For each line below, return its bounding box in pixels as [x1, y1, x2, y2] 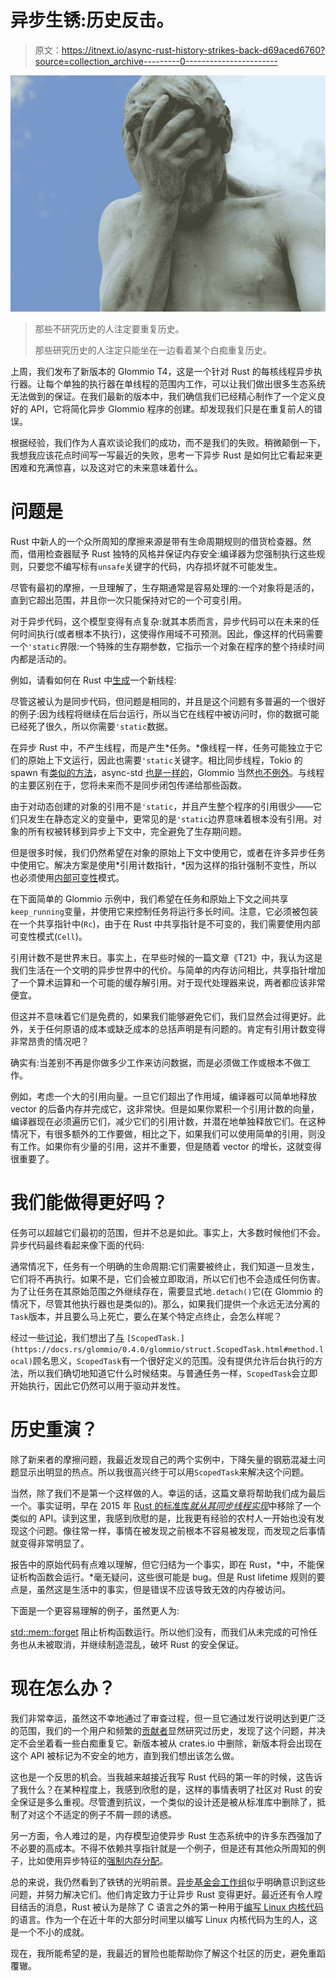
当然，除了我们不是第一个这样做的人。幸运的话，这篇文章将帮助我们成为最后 [10, 1487, 326, 1499]
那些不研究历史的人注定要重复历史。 [34, 322, 185, 335]
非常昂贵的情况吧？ [10, 1035, 90, 1047]
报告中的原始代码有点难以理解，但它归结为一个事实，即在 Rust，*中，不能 [10, 1558, 317, 1570]
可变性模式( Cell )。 [10, 930, 88, 942]
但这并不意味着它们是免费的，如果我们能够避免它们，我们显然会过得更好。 [10, 1010, 317, 1022]
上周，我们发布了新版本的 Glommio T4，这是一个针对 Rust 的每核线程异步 [10, 365, 314, 377]
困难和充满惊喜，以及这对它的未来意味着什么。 [10, 461, 203, 473]
